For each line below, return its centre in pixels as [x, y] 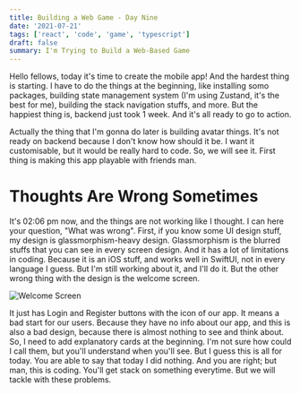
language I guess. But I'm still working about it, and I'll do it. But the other [144, 269]
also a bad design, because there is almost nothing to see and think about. [147, 332]
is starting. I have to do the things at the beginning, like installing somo [139, 86]
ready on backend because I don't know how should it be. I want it [132, 141]
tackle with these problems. [60, 380]
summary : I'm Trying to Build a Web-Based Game [100, 51]
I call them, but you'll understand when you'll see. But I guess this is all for [146, 351]
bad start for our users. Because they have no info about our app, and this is [150, 322]
